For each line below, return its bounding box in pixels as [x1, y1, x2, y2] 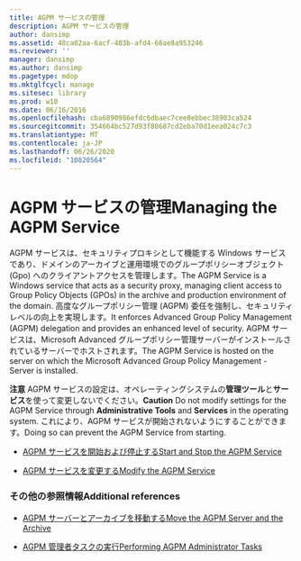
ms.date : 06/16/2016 [9, 105, 87, 114]
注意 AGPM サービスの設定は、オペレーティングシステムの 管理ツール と [9, 384, 273, 394]
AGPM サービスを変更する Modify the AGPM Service [22, 466, 216, 476]
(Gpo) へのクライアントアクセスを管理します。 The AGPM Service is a [9, 270, 268, 281]
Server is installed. [9, 366, 78, 376]
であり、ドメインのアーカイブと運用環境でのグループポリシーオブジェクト [9, 258, 285, 270]
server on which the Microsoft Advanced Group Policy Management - [9, 356, 268, 366]
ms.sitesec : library [9, 88, 87, 97]
